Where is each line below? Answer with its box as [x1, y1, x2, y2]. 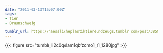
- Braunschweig [5, 20, 36, 26]
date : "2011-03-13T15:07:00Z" [5, 7, 66, 12]
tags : [5, 12, 16, 16]
